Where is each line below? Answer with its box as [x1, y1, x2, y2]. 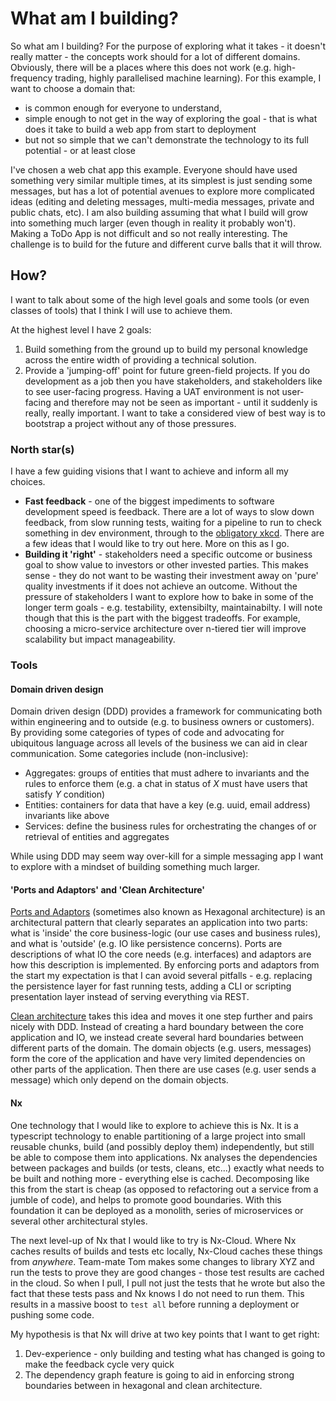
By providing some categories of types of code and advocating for [10, 727, 285, 739]
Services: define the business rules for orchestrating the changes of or [24, 820, 317, 832]
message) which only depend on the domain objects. [10, 1074, 229, 1086]
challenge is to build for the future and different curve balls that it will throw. [10, 238, 322, 250]
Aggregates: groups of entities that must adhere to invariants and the [24, 767, 310, 779]
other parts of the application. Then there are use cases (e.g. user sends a [10, 1063, 317, 1076]
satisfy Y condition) [24, 788, 106, 801]
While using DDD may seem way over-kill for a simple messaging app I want [10, 850, 324, 862]
